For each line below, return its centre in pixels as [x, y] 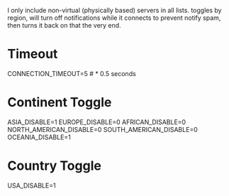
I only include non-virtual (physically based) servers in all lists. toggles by [114, 10]
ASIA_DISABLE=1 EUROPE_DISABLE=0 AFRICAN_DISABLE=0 [97, 122]
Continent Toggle [60, 103]
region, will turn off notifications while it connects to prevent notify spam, [114, 18]
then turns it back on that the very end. [65, 25]
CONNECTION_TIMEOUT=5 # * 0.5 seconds [72, 73]
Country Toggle [54, 166]
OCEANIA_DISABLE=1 [39, 137]
